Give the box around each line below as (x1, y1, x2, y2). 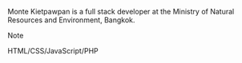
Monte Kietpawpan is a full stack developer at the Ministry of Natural (7, 7, 235, 16)
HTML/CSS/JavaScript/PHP (7, 46, 99, 55)
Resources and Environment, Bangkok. (7, 15, 135, 25)
